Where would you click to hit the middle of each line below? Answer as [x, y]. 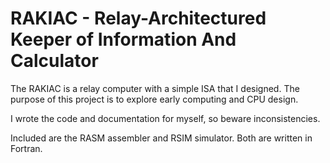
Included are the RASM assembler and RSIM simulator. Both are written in [161, 138]
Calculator [54, 61]
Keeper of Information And [123, 39]
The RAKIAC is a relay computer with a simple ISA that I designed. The [155, 88]
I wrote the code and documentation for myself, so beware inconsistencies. [165, 118]
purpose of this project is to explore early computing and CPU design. [154, 99]
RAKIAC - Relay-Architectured [138, 18]
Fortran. [26, 148]
